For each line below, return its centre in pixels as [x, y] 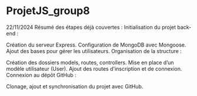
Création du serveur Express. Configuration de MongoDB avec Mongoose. [96, 45]
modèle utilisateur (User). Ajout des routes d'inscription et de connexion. [94, 68]
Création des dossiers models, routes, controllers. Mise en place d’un [90, 62]
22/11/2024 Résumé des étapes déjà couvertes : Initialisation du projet [91, 27]
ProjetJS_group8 [48, 11]
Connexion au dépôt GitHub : [41, 75]
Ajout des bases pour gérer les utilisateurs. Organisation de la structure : [94, 51]
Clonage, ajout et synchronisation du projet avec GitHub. [75, 86]
